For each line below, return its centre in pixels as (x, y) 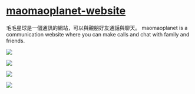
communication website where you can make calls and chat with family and (98, 34)
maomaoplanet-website (66, 11)
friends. (16, 41)
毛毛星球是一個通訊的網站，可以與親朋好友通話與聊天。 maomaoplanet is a (97, 28)
